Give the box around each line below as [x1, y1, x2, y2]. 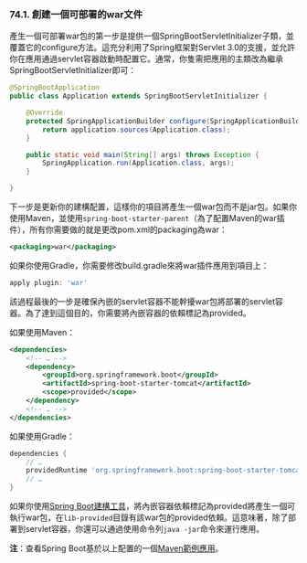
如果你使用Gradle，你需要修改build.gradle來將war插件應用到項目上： [9, 260, 270, 271]
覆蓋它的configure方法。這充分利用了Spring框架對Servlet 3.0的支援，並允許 [9, 42, 295, 53]
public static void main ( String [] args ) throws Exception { [26, 150, 259, 159]
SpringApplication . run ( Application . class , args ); [42, 158, 235, 168]
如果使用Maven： [9, 326, 76, 337]
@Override [26, 108, 64, 118]
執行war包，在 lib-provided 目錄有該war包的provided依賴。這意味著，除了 [9, 512, 289, 523]
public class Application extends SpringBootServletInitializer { [9, 91, 268, 101]
